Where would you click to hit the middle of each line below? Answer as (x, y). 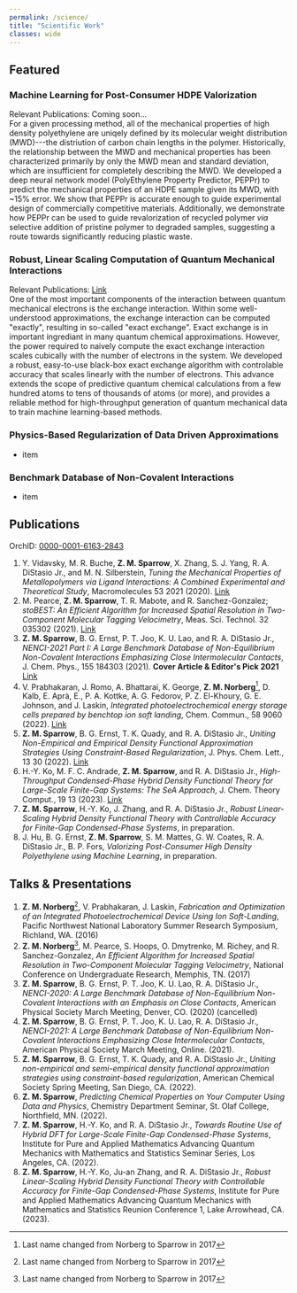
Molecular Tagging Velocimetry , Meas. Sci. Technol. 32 (168, 619)
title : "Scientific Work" (57, 26)
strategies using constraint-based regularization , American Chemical (148, 1078)
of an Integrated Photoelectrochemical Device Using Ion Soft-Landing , (151, 916)
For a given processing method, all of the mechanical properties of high (139, 124)
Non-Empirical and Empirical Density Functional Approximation (137, 743)
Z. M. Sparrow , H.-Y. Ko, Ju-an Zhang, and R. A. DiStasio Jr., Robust (146, 1172)
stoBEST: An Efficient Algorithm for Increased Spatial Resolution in (143, 610)
